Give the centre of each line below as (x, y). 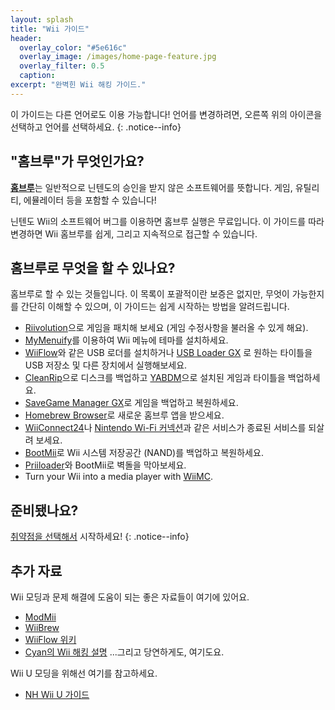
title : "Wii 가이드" (50, 29)
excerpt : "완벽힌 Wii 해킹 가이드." (78, 85)
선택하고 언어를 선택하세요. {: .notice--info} (96, 127)
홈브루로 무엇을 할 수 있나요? (93, 267)
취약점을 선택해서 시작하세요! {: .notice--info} (100, 537)
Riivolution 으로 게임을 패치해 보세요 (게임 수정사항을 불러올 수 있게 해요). (166, 328)
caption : (37, 76)
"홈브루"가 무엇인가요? (77, 161)
